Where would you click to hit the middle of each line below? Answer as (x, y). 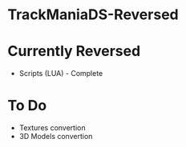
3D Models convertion (56, 137)
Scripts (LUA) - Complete (61, 73)
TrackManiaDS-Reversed (93, 15)
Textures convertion (52, 128)
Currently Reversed (74, 52)
